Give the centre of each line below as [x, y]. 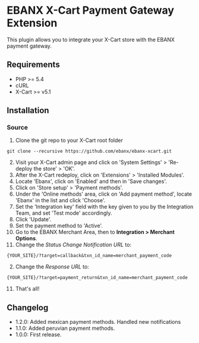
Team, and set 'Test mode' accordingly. [64, 213]
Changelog [28, 308]
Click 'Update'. [33, 220]
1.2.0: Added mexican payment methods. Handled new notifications [98, 322]
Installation [28, 111]
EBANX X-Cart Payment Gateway [91, 10]
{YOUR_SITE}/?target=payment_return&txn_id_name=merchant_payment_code [97, 278]
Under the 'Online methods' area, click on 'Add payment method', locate [104, 194]
